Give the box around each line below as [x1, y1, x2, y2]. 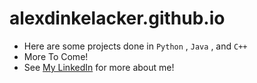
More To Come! [23, 50, 89, 62]
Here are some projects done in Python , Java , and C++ [23, 40, 248, 52]
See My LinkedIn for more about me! [23, 61, 175, 73]
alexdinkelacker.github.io [9, 7, 226, 30]
